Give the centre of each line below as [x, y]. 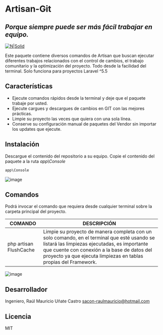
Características [29, 86]
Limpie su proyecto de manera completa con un [97, 232]
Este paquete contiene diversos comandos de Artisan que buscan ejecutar [80, 55]
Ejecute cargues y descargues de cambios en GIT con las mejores [78, 108]
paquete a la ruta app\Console [35, 161]
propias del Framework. [70, 262]
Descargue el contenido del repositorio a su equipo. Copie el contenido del [80, 156]
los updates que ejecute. [37, 129]
